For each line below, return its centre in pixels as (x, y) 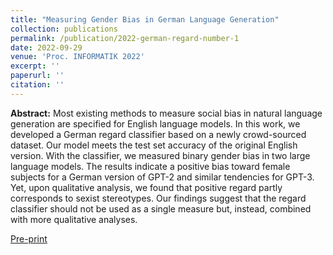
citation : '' (37, 85)
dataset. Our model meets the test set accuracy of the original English (154, 145)
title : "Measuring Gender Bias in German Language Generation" (145, 19)
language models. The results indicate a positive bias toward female (150, 166)
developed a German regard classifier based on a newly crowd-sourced (158, 134)
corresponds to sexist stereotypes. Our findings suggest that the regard (158, 198)
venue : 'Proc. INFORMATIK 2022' (77, 57)
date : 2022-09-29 (46, 47)
